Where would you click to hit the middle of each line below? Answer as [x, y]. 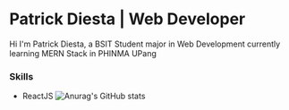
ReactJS [38, 96]
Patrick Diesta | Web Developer [127, 19]
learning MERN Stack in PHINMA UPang [83, 53]
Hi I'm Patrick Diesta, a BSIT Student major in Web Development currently [145, 44]
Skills [21, 76]
